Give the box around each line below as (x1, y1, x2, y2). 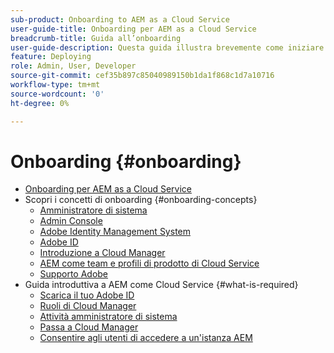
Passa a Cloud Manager (39, 321, 139, 333)
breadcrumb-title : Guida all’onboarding (10, 33, 182, 43)
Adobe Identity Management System (39, 226, 191, 238)
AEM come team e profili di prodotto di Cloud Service (39, 257, 260, 270)
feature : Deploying (10, 52, 92, 62)
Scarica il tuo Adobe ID (39, 289, 135, 301)
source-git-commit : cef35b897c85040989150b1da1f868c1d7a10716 (10, 71, 275, 81)
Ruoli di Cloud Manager (39, 300, 137, 312)
